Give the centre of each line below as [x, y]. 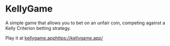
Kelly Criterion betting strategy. [38, 28]
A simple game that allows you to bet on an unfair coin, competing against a [85, 23]
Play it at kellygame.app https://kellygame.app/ [54, 38]
